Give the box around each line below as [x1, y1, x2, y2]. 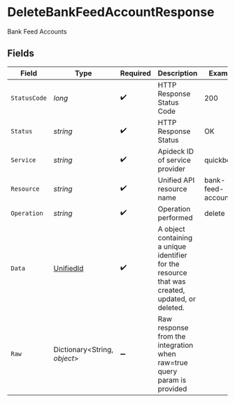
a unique [157, 242, 187, 251]
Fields [7, 47, 35, 59]
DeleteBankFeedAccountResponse [7, 4, 215, 20]
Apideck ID [157, 146, 194, 156]
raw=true [157, 358, 188, 367]
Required [120, 68, 152, 78]
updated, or [157, 294, 196, 304]
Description [157, 68, 198, 78]
